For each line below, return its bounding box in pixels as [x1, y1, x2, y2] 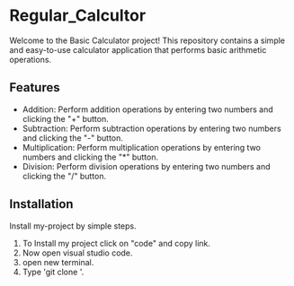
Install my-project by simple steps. [9, 221, 137, 231]
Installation [9, 196, 74, 212]
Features [9, 80, 60, 95]
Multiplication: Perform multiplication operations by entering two [22, 142, 261, 152]
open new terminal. [22, 256, 94, 267]
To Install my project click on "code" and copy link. [22, 238, 211, 248]
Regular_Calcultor [9, 5, 147, 26]
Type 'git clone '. [22, 266, 85, 277]
